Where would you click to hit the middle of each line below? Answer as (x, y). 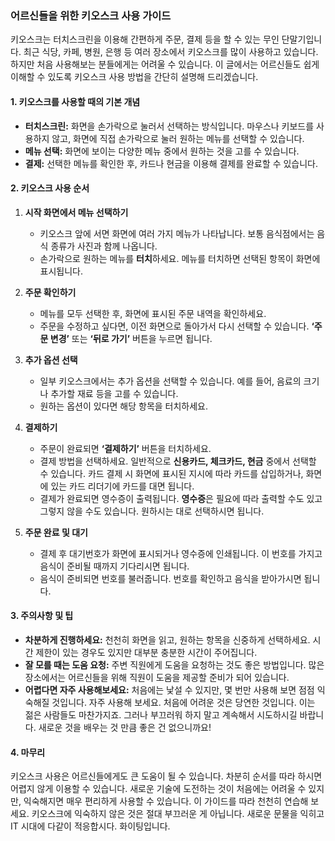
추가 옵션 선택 (51, 359)
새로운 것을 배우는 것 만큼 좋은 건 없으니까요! (125, 727)
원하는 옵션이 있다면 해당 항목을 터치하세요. (124, 406)
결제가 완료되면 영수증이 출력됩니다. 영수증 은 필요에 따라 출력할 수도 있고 (181, 498)
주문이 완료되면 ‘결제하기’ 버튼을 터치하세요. (125, 448)
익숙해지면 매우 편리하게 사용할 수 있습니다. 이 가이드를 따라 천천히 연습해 (166, 801)
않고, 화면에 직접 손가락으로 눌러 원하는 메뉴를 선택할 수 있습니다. (178, 138)
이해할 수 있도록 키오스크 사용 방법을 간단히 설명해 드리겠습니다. (134, 77)
